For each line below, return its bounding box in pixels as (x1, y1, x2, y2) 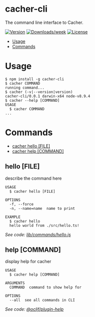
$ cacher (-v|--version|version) (5, 89, 73, 94)
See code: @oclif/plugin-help (5, 306, 64, 312)
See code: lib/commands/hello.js (5, 231, 71, 237)
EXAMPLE (5, 214, 21, 220)
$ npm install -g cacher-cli (5, 76, 64, 81)
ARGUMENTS (5, 281, 25, 286)
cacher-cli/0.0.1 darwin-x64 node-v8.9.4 (5, 93, 91, 98)
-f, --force (9, 202, 34, 206)
